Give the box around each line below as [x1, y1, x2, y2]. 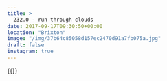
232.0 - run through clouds [13, 16, 94, 23]
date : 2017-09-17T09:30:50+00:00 [7, 22, 103, 29]
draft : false [7, 42, 45, 48]
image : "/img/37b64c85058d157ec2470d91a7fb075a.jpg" [7, 35, 162, 42]
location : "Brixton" [7, 29, 67, 36]
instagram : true [7, 48, 54, 55]
